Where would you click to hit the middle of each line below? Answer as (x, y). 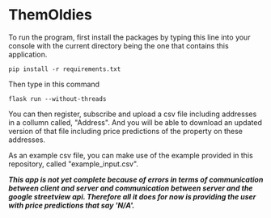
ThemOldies (51, 15)
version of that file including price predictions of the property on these (126, 131)
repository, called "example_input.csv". (74, 164)
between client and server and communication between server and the (131, 188)
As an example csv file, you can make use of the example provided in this (131, 155)
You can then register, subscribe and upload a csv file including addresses (133, 114)
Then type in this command (54, 84)
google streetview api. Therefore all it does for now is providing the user (132, 196)
